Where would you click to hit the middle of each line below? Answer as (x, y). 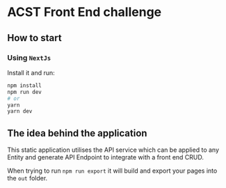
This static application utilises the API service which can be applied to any (113, 150)
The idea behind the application (77, 133)
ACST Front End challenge (84, 12)
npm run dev (24, 92)
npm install (24, 85)
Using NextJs (29, 58)
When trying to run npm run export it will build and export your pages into (112, 171)
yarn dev (20, 111)
